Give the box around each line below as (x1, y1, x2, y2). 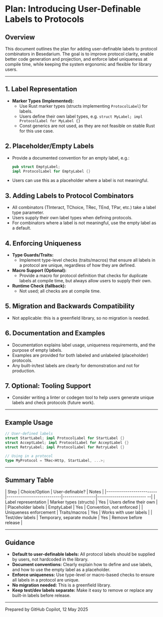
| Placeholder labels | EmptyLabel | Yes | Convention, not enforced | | (5, 504, 143, 510)
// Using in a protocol (5, 454, 53, 458)
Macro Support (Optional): (12, 268, 67, 273)
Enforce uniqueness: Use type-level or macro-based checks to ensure (12, 572, 155, 578)
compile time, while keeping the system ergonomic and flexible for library (5, 62, 152, 67)
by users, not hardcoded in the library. (12, 556, 89, 562)
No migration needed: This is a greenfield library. (12, 582, 112, 588)
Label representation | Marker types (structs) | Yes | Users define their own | (5, 499, 158, 505)
